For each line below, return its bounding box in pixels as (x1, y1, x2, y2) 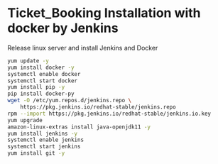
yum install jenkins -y (7, 130, 78, 137)
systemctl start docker (7, 77, 78, 84)
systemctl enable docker (7, 70, 81, 77)
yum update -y (7, 57, 50, 65)
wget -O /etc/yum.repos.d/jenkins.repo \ (7, 97, 132, 104)
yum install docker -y (7, 64, 75, 71)
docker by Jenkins (7, 20, 119, 36)
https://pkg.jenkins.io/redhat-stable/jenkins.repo (20, 104, 176, 111)
